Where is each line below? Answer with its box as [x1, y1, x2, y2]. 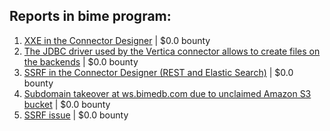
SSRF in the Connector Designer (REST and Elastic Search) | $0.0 [23, 66, 294, 78]
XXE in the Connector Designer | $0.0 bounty [23, 34, 211, 46]
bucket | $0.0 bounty [23, 98, 111, 110]
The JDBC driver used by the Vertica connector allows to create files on [23, 45, 321, 57]
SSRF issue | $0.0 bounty [23, 109, 129, 121]
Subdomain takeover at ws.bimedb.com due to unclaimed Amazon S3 [23, 87, 312, 99]
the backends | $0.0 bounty [23, 55, 139, 68]
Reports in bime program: [9, 8, 172, 25]
